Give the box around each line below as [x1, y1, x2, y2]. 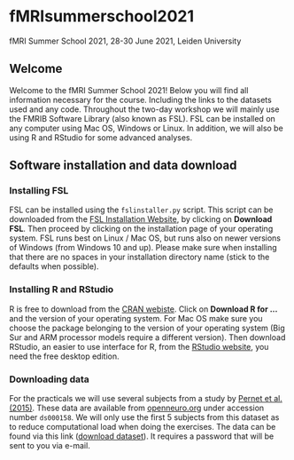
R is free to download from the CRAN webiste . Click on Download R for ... [9, 304, 278, 314]
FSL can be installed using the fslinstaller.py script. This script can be [9, 204, 274, 215]
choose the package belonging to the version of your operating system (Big [9, 322, 285, 333]
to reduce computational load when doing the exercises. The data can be [9, 422, 276, 432]
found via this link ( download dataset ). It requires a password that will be [9, 431, 275, 441]
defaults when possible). [9, 261, 99, 272]
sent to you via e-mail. [9, 440, 90, 451]
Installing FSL [9, 185, 69, 197]
